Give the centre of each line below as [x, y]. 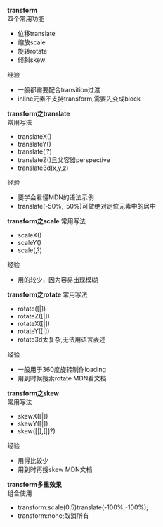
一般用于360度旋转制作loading [62, 370]
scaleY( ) [30, 243]
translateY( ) [34, 144]
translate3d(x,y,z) [43, 168]
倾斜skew [31, 60]
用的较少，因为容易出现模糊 [58, 280]
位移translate [37, 33]
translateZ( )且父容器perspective [64, 160]
